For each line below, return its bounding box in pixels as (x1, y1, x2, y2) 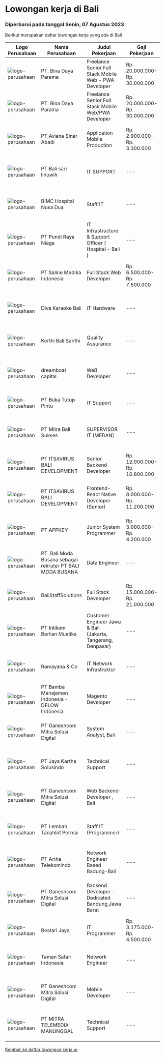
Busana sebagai (41, 556, 78, 563)
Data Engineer (86, 559, 119, 566)
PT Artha (41, 856, 61, 863)
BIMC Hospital (41, 198, 74, 205)
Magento (86, 693, 108, 699)
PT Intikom (41, 625, 66, 632)
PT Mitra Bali (41, 426, 70, 433)
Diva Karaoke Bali (41, 305, 82, 312)
